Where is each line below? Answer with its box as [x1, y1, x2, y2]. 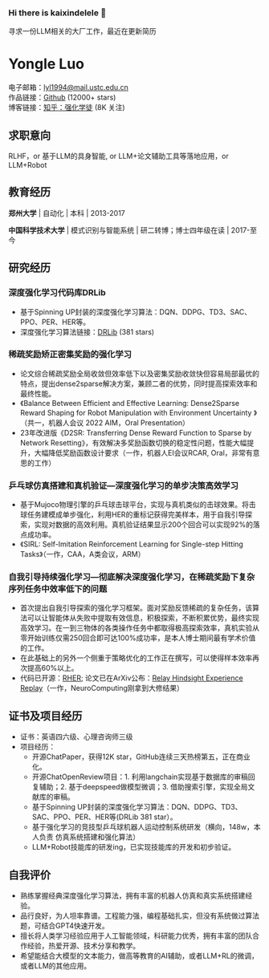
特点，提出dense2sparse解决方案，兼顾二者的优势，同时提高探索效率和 [19, 379, 258, 388]
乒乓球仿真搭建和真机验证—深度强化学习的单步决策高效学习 [8, 480, 239, 491]
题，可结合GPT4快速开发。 [19, 921, 110, 931]
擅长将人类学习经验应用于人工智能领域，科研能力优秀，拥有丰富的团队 [19, 931, 253, 941]
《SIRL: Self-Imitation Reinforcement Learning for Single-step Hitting [19, 539, 243, 549]
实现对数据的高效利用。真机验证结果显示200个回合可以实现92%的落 [34, 520, 260, 530]
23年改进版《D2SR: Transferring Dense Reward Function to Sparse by [19, 428, 252, 437]
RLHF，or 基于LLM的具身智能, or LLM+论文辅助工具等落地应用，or [8, 152, 229, 161]
